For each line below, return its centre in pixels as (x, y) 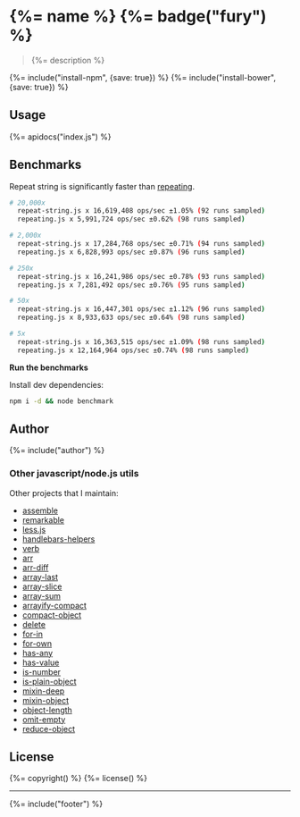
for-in (32, 634)
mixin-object (46, 700)
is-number (41, 671)
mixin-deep (43, 691)
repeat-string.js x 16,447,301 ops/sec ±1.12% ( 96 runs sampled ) (142, 309)
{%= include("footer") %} (56, 804)
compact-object (52, 615)
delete (34, 624)
